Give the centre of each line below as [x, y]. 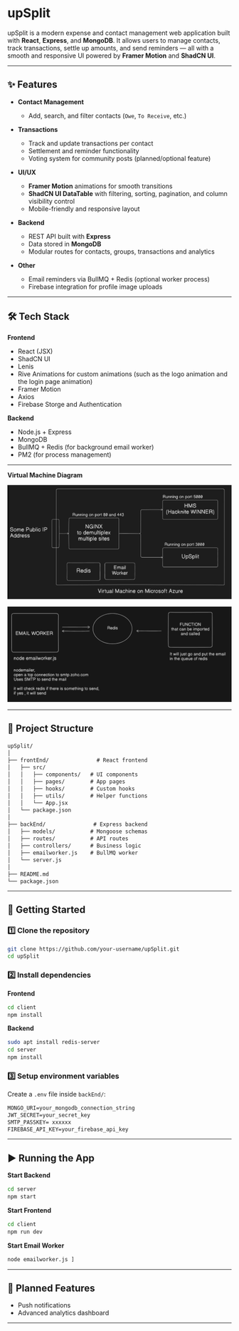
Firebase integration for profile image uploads [95, 286]
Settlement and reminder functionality [84, 150]
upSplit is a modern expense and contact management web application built [119, 33]
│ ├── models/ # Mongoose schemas [78, 832]
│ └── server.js [34, 860]
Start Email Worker [36, 1245]
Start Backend [29, 1175]
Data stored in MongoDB [65, 244]
